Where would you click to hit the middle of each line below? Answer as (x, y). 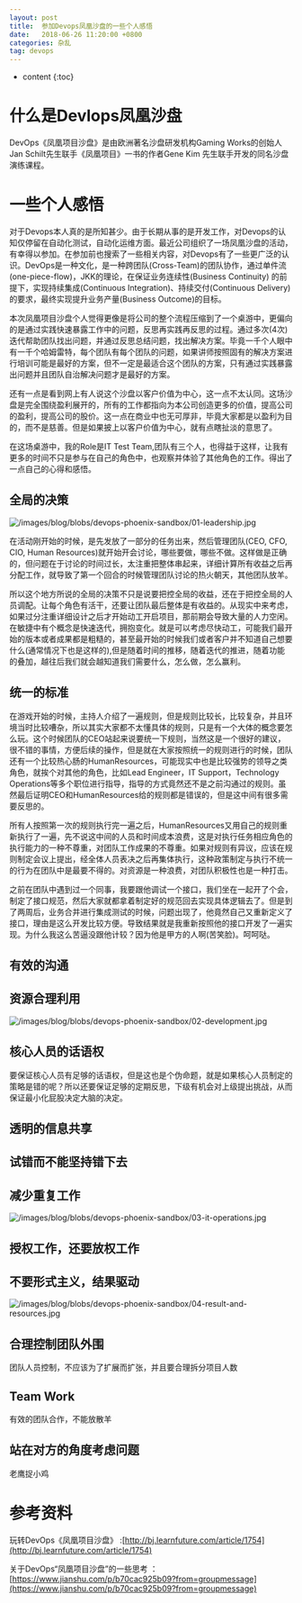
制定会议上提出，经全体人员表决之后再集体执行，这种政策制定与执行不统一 (155, 859)
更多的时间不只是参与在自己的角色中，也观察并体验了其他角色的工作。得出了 (151, 457)
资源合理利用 (45, 999)
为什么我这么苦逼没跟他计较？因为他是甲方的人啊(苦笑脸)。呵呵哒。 (150, 934)
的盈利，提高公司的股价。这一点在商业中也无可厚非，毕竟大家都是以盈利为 (147, 416)
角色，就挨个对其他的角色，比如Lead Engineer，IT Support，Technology (145, 772)
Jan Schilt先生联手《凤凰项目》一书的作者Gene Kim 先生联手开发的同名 (142, 154)
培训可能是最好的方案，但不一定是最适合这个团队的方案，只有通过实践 (147, 363)
